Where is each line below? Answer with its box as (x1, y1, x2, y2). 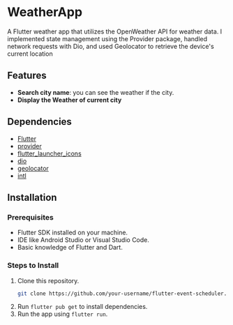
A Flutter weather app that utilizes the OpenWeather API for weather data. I (7, 27, 223, 36)
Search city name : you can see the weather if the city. (17, 88, 174, 96)
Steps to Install (7, 261, 59, 271)
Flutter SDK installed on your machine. (17, 228, 128, 237)
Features (7, 70, 47, 82)
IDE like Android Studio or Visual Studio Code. (17, 236, 150, 244)
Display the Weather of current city (17, 96, 122, 104)
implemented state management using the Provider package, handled (7, 34, 208, 43)
